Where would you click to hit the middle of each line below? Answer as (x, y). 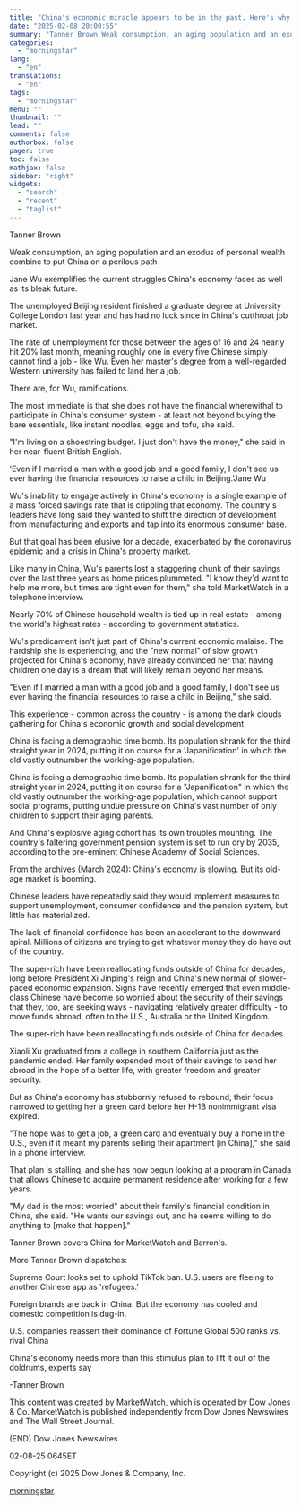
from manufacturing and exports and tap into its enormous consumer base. (148, 524)
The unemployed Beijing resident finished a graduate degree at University (146, 305)
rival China (29, 1340)
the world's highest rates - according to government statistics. (125, 623)
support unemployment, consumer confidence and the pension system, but (149, 905)
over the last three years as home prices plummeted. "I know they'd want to (149, 578)
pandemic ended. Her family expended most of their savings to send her (143, 1060)
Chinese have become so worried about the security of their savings (157, 997)
